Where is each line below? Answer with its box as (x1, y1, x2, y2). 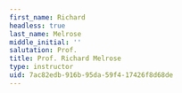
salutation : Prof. (9, 46, 78, 55)
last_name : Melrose (9, 29, 82, 38)
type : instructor (9, 63, 74, 72)
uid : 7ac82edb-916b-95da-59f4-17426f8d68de (9, 71, 174, 80)
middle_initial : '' (9, 37, 82, 47)
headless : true (9, 21, 66, 30)
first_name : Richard (9, 12, 87, 22)
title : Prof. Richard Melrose (9, 54, 122, 63)
